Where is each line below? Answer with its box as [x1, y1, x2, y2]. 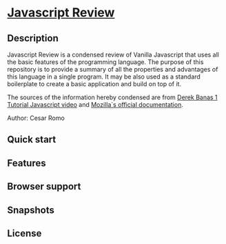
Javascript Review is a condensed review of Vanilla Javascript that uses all [7, 50, 219, 59]
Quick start [7, 134, 56, 145]
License [7, 227, 42, 239]
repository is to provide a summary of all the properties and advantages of [7, 65, 218, 73]
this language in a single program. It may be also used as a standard [7, 72, 201, 81]
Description [7, 32, 59, 44]
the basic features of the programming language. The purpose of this [7, 58, 204, 66]
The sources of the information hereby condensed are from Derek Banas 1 [7, 93, 218, 101]
